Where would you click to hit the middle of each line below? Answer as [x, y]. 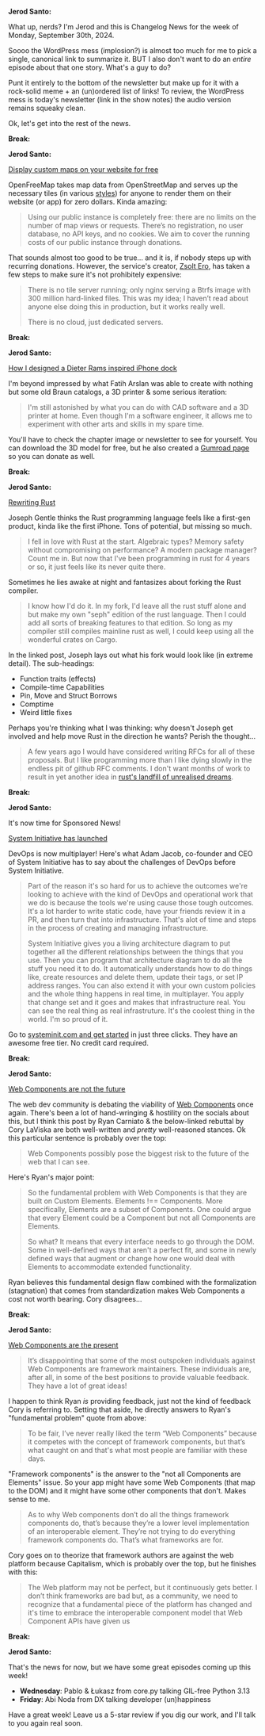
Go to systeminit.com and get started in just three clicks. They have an [123, 1034]
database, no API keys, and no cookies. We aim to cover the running [139, 234]
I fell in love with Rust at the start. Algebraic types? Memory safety [136, 541]
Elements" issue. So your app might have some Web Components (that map [132, 1482]
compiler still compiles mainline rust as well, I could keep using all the [141, 631]
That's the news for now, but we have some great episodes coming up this [130, 1667]
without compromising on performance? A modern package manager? [142, 550]
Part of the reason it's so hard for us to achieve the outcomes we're [137, 886]
